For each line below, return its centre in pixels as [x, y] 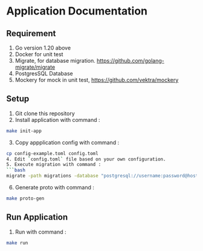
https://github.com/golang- [130, 61]
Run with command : [40, 232]
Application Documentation [77, 11]
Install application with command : [58, 119]
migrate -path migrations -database [52, 176]
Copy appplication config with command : [67, 142]
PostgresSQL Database [44, 73]
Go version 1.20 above [43, 48]
